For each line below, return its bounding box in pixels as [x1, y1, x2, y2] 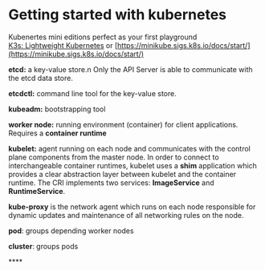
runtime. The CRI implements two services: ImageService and [8, 178, 214, 187]
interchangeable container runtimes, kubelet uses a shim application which [8, 160, 257, 170]
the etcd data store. [8, 73, 74, 83]
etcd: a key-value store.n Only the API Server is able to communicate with [8, 64, 253, 74]
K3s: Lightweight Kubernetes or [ [8, 40, 118, 50]
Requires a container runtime [8, 128, 107, 138]
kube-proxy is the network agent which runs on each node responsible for [8, 202, 256, 212]
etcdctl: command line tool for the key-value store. [8, 88, 177, 98]
